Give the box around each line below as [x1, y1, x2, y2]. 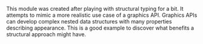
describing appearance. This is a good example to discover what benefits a [6, 24, 195, 31]
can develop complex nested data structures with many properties [6, 18, 172, 25]
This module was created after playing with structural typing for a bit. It [6, 5, 184, 12]
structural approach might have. [6, 31, 87, 38]
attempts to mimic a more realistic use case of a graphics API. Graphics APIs [6, 11, 198, 19]
